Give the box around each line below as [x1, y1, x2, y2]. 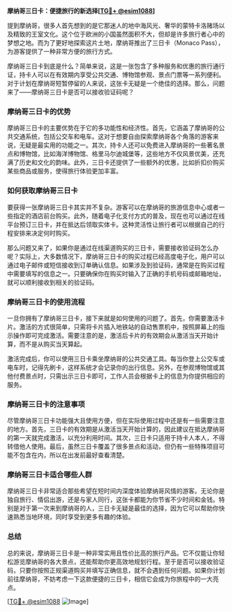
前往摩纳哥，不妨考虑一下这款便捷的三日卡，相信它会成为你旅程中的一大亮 [7, 575, 219, 583]
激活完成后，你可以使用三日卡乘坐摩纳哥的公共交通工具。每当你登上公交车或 [7, 354, 225, 363]
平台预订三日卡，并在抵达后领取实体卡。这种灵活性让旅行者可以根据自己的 [7, 220, 219, 229]
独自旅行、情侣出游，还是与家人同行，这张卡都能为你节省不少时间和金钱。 [7, 495, 219, 504]
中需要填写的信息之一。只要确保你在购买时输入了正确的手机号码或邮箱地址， [7, 269, 225, 278]
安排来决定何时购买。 [12, 229, 74, 237]
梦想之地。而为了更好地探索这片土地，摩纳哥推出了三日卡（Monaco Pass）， [7, 39, 224, 47]
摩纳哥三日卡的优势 [7, 106, 71, 116]
